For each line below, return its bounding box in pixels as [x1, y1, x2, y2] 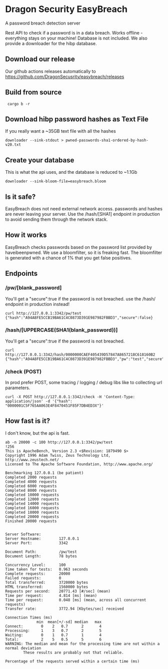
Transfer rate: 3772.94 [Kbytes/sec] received [5, 606, 124, 611]
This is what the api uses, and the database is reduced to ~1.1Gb [5, 169, 137, 175]
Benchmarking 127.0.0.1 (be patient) [5, 470, 84, 475]
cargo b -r [7, 101, 30, 106]
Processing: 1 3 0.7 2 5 [5, 628, 101, 633]
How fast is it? [5, 417, 50, 425]
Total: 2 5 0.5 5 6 [5, 637, 101, 642]
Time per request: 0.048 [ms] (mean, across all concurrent [5, 597, 146, 602]
